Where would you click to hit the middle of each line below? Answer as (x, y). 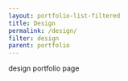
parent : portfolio (39, 46)
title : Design (32, 23)
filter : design (34, 38)
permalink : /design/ (43, 30)
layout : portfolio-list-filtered (64, 16)
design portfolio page (44, 68)
